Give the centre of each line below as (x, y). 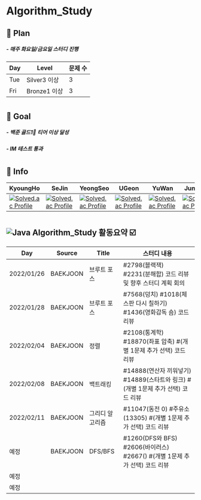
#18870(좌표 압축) (149, 341)
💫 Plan (18, 33)
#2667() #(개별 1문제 (153, 456)
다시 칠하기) (151, 303)
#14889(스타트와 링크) (154, 379)
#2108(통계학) (144, 332)
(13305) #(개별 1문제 (153, 418)
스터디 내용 (157, 253)
